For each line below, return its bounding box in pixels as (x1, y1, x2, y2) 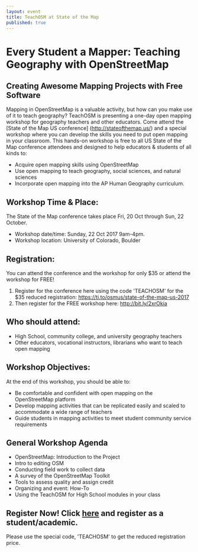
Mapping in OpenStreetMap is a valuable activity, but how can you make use (6, 106, 193, 113)
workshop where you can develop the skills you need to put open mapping (6, 131, 188, 138)
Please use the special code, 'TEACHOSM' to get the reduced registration (6, 533, 186, 540)
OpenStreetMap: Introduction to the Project (14, 453, 120, 460)
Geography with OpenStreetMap (6, 57, 170, 71)
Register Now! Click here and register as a (6, 508, 164, 518)
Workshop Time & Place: (6, 197, 99, 207)
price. (6, 540, 21, 547)
